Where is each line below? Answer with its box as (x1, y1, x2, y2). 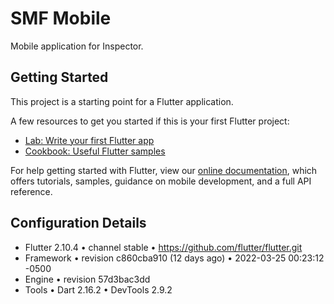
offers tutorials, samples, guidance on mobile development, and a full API (10, 175, 312, 187)
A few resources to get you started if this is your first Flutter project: (10, 115, 290, 127)
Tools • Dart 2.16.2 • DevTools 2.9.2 (24, 283, 173, 296)
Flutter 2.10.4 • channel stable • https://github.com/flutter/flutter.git (24, 241, 303, 253)
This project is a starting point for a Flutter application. (10, 95, 234, 107)
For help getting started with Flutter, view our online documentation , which (10, 164, 318, 176)
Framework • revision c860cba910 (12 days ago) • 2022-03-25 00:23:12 (24, 252, 325, 264)
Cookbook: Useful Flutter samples (24, 145, 166, 157)
